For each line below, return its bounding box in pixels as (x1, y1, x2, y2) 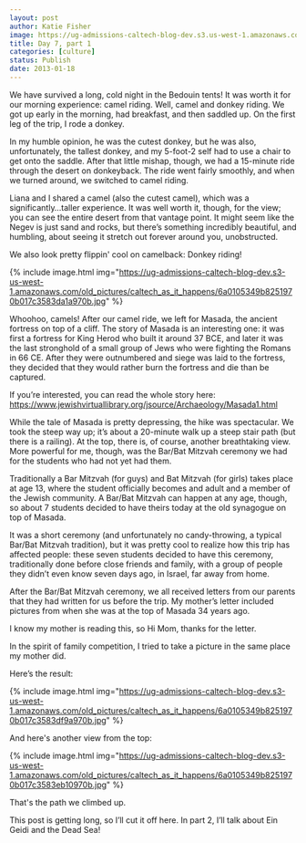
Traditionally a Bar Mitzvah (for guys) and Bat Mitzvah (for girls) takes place (9, 473, 293, 484)
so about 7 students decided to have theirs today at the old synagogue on (9, 502, 287, 513)
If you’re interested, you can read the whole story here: (9, 389, 216, 400)
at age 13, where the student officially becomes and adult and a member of (9, 483, 291, 494)
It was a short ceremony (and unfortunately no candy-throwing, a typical (9, 529, 282, 540)
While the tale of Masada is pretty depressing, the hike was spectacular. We (9, 416, 294, 427)
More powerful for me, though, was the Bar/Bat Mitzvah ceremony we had (9, 445, 288, 456)
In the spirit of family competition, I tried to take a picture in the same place (9, 640, 291, 651)
